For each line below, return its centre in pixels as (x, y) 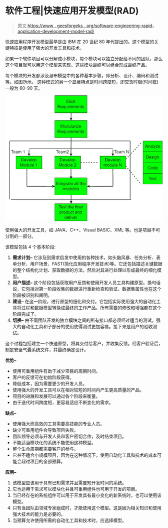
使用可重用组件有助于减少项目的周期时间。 (56, 371)
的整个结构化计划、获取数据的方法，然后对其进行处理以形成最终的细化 (85, 270)
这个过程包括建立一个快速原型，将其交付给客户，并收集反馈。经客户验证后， (84, 343)
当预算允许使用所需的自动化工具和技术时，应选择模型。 (69, 520)
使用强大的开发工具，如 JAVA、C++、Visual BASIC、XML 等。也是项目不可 (83, 230)
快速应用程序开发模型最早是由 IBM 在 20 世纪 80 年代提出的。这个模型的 (80, 42)
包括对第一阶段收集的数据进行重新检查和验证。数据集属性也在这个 (93, 289)
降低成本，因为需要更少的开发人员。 (50, 383)
